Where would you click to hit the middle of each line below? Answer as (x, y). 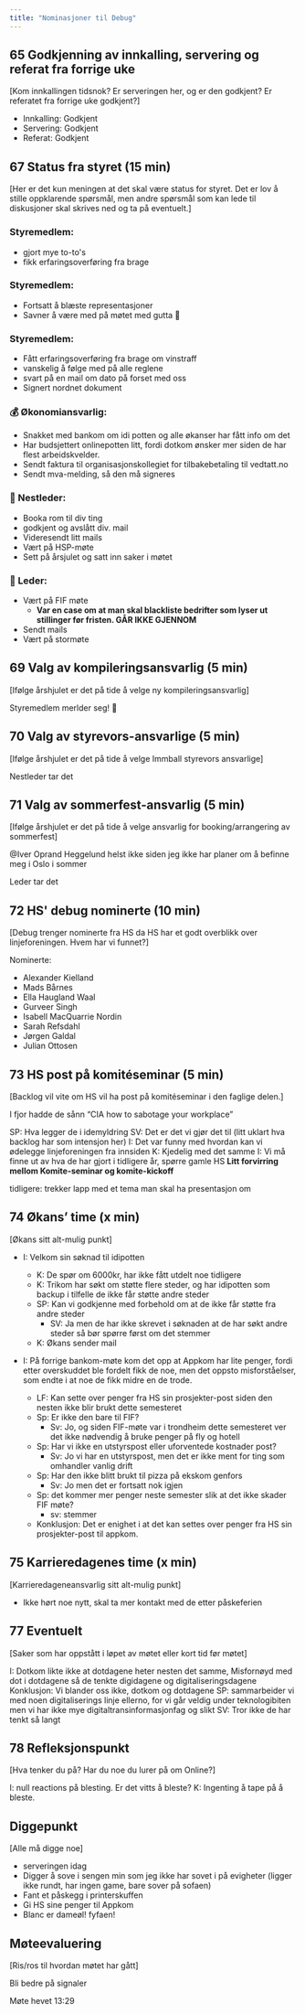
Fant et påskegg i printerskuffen (83, 1895)
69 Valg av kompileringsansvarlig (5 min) (129, 668)
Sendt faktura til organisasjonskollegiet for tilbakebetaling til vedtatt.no (156, 465)
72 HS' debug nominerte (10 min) (105, 911)
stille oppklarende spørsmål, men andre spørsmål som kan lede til (133, 198)
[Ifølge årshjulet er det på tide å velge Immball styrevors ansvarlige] (137, 758)
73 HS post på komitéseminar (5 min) (117, 1074)
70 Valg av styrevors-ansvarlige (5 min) (125, 737)
